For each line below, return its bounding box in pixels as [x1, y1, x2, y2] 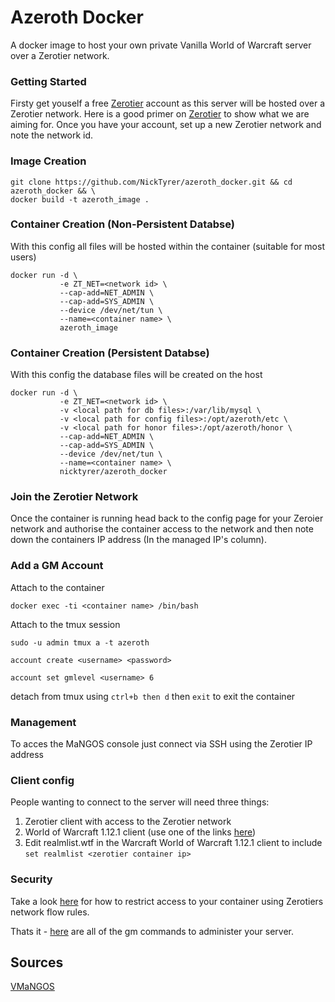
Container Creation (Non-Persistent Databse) [10, 217, 235, 231]
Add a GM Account [10, 559, 104, 573]
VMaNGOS [10, 981, 55, 993]
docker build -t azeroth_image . [10, 194, 150, 205]
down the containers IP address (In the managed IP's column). [10, 534, 268, 546]
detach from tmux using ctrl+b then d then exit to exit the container [10, 690, 296, 702]
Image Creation [10, 154, 87, 168]
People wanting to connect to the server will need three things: [10, 796, 270, 808]
